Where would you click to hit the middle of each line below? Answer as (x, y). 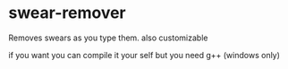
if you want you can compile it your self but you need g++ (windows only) (144, 55)
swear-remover (67, 13)
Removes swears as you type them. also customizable (108, 38)
